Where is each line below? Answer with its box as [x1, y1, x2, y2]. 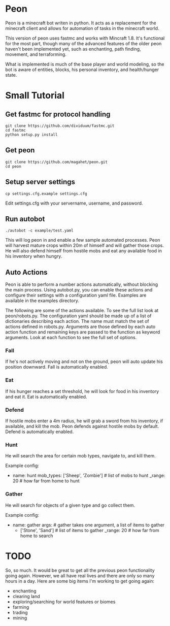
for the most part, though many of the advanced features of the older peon [5, 40, 162, 46]
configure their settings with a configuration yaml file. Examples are [5, 292, 147, 299]
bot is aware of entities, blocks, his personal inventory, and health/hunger [5, 67, 159, 73]
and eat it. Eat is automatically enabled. [5, 393, 87, 400]
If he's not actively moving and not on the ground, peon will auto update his [5, 358, 163, 365]
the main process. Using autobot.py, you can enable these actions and [5, 287, 153, 293]
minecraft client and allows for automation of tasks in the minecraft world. [5, 25, 159, 31]
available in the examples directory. [5, 298, 80, 304]
